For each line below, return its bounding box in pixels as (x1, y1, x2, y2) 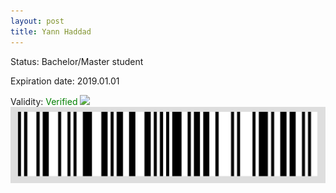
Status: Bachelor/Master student (10, 55, 144, 67)
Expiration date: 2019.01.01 (10, 75, 120, 87)
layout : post (10, 16, 65, 26)
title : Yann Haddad (10, 26, 92, 37)
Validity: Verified (10, 95, 78, 107)
